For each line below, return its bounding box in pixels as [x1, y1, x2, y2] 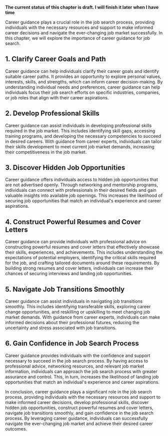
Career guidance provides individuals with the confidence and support [5, 352, 150, 359]
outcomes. [5, 426, 27, 432]
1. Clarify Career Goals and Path [5, 55, 106, 63]
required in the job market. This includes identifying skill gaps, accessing [5, 127, 155, 134]
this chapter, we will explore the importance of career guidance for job [5, 35, 150, 41]
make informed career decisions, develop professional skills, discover [5, 399, 149, 405]
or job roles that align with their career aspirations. [5, 94, 109, 100]
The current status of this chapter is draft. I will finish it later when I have [5, 4, 159, 10]
